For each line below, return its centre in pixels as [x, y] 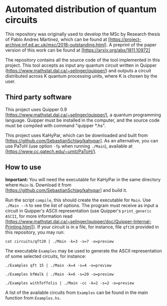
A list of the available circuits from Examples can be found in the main [77, 292]
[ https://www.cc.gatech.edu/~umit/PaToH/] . [51, 151]
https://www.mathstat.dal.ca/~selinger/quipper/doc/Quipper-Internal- [79, 221]
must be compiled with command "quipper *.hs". [55, 125]
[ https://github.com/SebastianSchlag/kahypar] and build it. [66, 190]
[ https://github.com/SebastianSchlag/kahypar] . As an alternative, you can [82, 140]
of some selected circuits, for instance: [46, 256]
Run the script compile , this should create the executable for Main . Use [78, 200]
